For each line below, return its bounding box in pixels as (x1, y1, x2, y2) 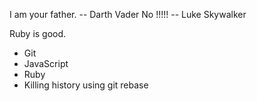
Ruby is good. (9, 28, 67, 39)
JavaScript (23, 58, 69, 69)
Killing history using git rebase (23, 79, 149, 91)
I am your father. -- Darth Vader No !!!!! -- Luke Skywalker (9, 9, 247, 20)
